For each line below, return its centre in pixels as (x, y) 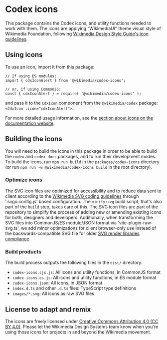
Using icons (24, 55)
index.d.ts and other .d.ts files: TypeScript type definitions (74, 288)
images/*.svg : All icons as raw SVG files (53, 293)
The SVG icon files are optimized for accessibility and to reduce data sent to (83, 191)
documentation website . (30, 123)
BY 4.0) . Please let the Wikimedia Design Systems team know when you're (82, 326)
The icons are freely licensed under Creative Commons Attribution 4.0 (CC (82, 321)
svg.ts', (12, 228)
